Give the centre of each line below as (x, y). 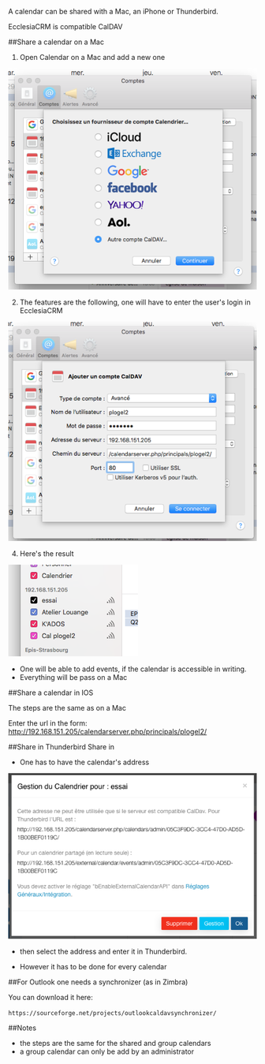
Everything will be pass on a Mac (73, 677)
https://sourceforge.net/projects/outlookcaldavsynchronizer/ (112, 1013)
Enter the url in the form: (48, 723)
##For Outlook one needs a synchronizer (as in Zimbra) (98, 982)
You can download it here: (50, 997)
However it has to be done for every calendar (93, 966)
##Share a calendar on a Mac (56, 42)
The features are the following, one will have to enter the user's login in (135, 302)
